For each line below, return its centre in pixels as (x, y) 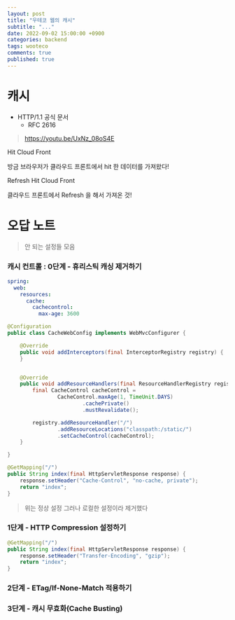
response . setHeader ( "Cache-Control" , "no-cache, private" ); (109, 481)
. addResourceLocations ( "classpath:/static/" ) (124, 429)
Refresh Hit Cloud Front (41, 180)
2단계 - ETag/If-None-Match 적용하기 (70, 588)
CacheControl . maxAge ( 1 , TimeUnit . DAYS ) (115, 397)
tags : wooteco (28, 46)
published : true (31, 60)
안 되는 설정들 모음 (50, 247)
